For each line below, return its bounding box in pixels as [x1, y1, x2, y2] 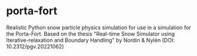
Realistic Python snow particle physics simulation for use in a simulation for [6, 24, 192, 31]
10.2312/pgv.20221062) [6, 43, 64, 50]
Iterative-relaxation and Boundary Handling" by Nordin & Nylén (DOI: [6, 36, 175, 43]
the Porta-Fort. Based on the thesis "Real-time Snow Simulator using [6, 30, 175, 37]
